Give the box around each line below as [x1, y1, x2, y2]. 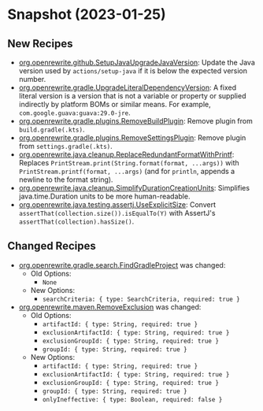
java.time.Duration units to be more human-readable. [18, 191, 191, 201]
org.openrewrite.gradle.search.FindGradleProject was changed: [18, 260, 226, 269]
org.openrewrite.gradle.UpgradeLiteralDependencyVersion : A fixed [18, 83, 237, 92]
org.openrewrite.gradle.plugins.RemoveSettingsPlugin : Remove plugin [18, 133, 246, 143]
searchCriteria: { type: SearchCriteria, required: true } [42, 295, 241, 303]
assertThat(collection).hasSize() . [18, 217, 135, 226]
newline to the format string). [18, 175, 113, 184]
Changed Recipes [7, 239, 96, 253]
